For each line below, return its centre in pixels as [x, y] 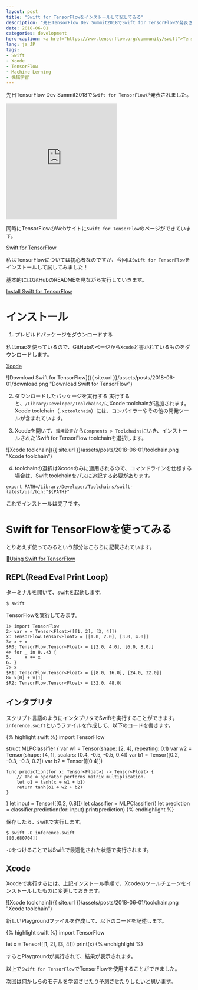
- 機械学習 [18, 77]
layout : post [22, 11]
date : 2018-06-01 [27, 28]
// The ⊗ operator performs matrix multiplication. [81, 777]
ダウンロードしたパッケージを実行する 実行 [67, 396]
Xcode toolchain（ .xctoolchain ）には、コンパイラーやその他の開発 [97, 411]
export [14, 487]
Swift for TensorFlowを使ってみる [89, 529]
